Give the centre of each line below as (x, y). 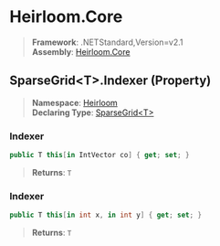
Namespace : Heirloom (75, 102)
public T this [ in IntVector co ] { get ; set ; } (100, 155)
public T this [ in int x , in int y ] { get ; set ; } (106, 215)
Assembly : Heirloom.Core (81, 51)
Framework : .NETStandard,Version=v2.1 (107, 42)
